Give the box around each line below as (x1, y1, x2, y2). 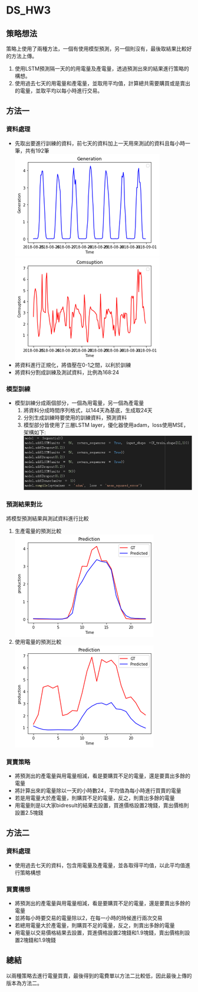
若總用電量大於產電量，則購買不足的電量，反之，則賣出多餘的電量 (14, 921, 175, 928)
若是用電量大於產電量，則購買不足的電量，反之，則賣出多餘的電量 (14, 794, 175, 801)
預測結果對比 (6, 500, 43, 508)
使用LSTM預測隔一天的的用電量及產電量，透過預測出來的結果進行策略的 (14, 65, 190, 72)
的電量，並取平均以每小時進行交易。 (14, 87, 103, 94)
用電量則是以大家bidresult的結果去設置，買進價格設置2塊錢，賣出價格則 (14, 802, 189, 809)
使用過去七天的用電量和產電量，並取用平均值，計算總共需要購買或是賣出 (14, 80, 190, 87)
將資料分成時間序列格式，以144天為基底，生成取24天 (23, 406, 153, 414)
